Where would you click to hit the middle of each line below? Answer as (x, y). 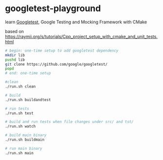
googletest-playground (53, 9)
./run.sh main (19, 153)
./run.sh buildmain (25, 140)
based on (15, 31)
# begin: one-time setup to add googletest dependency (62, 51)
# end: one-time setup (28, 73)
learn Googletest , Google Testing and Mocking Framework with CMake (76, 22)
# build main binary (26, 135)
